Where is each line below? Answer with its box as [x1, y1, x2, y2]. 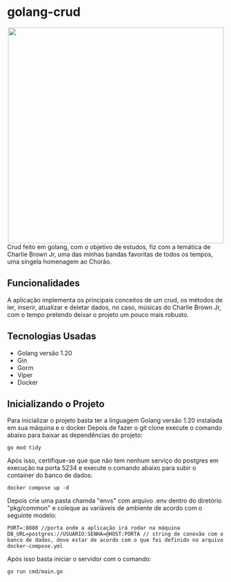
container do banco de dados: [7, 471, 93, 480]
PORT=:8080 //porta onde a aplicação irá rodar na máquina [7, 525, 181, 532]
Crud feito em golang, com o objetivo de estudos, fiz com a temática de [7, 242, 211, 251]
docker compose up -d [7, 485, 70, 492]
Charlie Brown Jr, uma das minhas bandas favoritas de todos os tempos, [7, 250, 214, 258]
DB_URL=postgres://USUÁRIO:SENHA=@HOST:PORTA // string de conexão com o [7, 531, 224, 538]
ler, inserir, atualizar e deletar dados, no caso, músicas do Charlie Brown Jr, [7, 303, 222, 311]
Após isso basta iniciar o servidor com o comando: [7, 555, 152, 563]
